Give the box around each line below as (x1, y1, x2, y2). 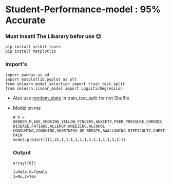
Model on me (12, 105, 41, 111)
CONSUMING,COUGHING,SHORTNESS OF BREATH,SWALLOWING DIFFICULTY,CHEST (12, 128, 165, 133)
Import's (5, 60, 27, 68)
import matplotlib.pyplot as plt (5, 77, 77, 82)
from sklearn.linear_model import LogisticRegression (5, 86, 123, 91)
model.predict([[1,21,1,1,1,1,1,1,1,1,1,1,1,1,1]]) (12, 137, 126, 142)
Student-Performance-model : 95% (5, 4, 161, 15)
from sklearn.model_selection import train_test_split (5, 81, 125, 87)
